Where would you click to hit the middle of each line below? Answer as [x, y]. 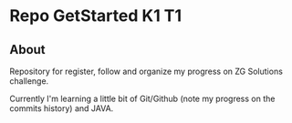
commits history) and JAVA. [62, 108]
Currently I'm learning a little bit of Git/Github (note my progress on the [142, 98]
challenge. [29, 81]
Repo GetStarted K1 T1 [96, 16]
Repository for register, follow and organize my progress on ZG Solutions [146, 71]
